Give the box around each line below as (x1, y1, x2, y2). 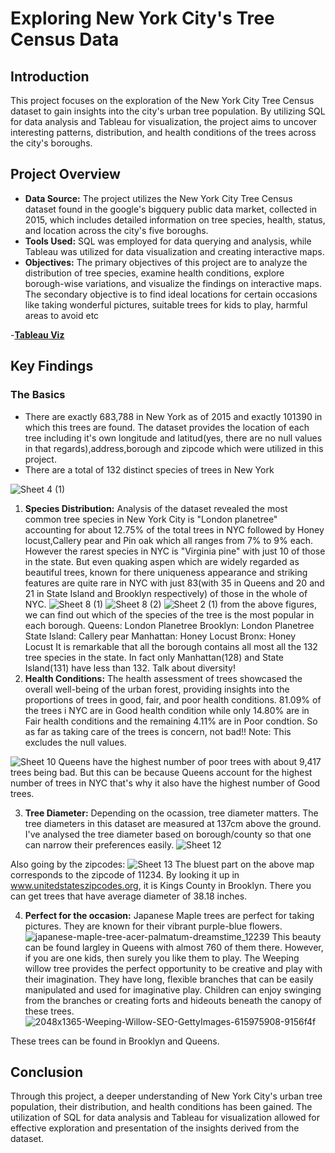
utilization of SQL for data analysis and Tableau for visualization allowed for (10, 1112, 320, 1124)
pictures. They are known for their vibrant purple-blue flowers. (24, 920, 283, 932)
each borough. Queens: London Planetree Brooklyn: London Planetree (24, 619, 315, 631)
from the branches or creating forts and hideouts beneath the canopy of (24, 994, 323, 1006)
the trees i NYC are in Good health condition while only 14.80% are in (24, 704, 310, 716)
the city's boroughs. (10, 137, 93, 149)
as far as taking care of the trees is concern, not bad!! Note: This (24, 725, 292, 737)
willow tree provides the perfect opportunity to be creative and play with (24, 962, 323, 974)
